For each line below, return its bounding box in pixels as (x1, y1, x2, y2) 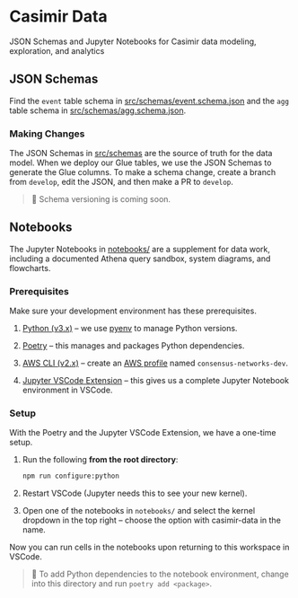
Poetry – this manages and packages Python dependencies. (22, 340, 245, 351)
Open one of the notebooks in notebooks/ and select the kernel (22, 506, 256, 516)
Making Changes (9, 128, 85, 140)
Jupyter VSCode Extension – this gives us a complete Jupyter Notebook (22, 375, 290, 386)
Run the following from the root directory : (22, 454, 179, 465)
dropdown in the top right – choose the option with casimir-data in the (22, 514, 281, 526)
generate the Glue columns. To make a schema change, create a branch (9, 167, 276, 178)
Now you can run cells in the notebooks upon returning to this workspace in (9, 541, 290, 553)
